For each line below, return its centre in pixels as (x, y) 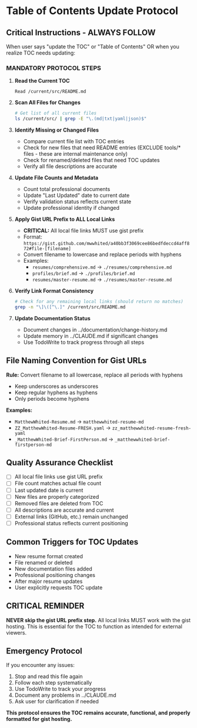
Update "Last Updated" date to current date (76, 196)
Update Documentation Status (52, 318)
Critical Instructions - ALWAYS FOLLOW (81, 33)
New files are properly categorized (57, 496)
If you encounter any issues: (41, 665)
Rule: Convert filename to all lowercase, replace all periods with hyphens (95, 375)
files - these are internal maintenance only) (76, 154)
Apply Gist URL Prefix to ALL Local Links (65, 219)
